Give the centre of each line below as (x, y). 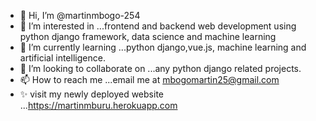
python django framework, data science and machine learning (148, 36)
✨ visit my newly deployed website (91, 94)
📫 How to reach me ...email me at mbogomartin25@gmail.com (149, 79)
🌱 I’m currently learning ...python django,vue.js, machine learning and (163, 47)
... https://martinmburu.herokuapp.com (98, 105)
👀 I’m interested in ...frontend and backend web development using (158, 26)
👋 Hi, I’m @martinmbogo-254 (80, 15)
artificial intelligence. (62, 58)
